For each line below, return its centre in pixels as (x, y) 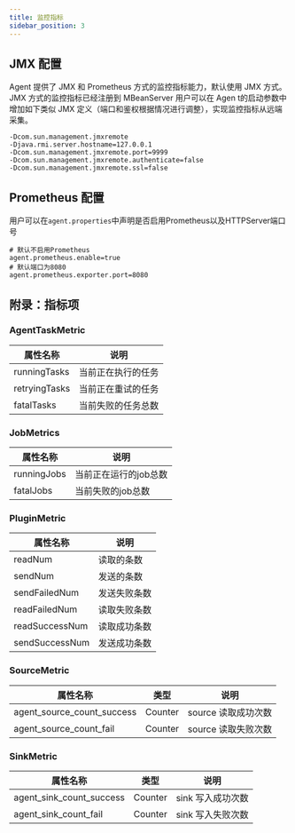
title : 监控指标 (36, 17)
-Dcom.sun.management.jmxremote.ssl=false (89, 168)
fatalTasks (35, 405)
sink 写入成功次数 (213, 798)
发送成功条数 (125, 643)
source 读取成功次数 (230, 712)
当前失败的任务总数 (119, 405)
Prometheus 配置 (57, 198)
